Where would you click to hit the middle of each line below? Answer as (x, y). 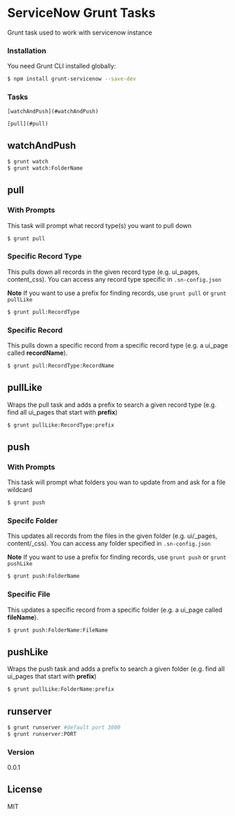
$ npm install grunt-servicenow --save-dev (72, 79)
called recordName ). (38, 353)
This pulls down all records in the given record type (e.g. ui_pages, (103, 272)
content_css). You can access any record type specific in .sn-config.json (114, 279)
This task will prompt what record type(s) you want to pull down (99, 225)
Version (21, 752)
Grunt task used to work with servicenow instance (80, 32)
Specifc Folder (33, 521)
